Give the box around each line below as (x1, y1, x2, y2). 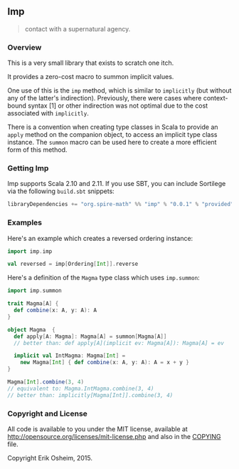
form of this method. (7, 145, 68, 154)
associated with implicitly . (7, 109, 89, 118)
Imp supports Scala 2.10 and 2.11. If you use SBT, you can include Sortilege (7, 180, 226, 188)
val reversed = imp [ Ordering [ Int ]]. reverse (7, 260, 139, 268)
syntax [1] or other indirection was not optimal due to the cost (28, 101, 208, 110)
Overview (7, 42, 42, 52)
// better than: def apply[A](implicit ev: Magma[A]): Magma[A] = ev (14, 339, 224, 346)
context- (203, 94, 229, 103)
